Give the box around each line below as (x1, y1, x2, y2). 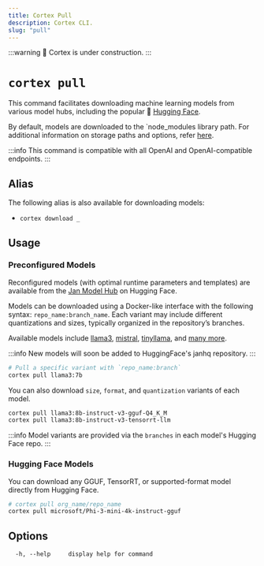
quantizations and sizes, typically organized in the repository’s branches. (8, 318, 245, 327)
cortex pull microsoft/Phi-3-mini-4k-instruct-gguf (8, 508, 181, 516)
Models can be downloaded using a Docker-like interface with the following (8, 301, 254, 311)
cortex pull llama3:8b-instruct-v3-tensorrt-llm (8, 416, 171, 424)
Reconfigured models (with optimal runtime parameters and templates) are (8, 277, 251, 287)
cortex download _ (19, 214, 80, 223)
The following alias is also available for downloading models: (8, 198, 205, 207)
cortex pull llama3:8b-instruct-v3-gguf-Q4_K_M (8, 409, 168, 417)
